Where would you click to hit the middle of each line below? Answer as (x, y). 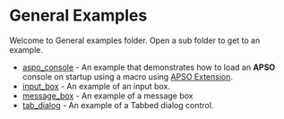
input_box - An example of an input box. (96, 86)
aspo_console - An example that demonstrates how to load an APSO (149, 67)
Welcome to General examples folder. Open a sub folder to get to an (135, 40)
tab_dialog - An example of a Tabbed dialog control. (118, 105)
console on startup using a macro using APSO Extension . (128, 76)
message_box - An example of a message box (108, 96)
